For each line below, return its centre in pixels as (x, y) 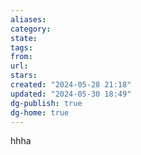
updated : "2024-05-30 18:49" (71, 94)
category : (31, 29)
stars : (24, 76)
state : (24, 38)
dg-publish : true (46, 103)
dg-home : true (40, 112)
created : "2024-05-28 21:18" (71, 85)
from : (21, 57)
